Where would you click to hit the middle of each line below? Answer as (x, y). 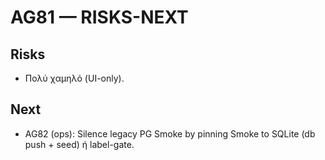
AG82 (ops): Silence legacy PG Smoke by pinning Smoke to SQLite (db (170, 133)
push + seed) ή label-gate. (79, 144)
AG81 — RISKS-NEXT (99, 17)
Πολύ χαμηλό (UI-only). (74, 78)
